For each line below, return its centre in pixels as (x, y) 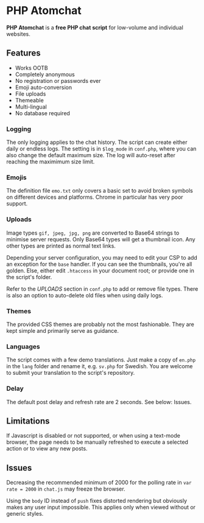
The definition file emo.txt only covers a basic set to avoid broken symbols (100, 191)
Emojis (16, 177)
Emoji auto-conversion (43, 87)
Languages (23, 346)
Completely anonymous (45, 74)
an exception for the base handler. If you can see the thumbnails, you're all (99, 264)
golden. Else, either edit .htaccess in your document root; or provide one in (100, 270)
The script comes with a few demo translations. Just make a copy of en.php (101, 360)
